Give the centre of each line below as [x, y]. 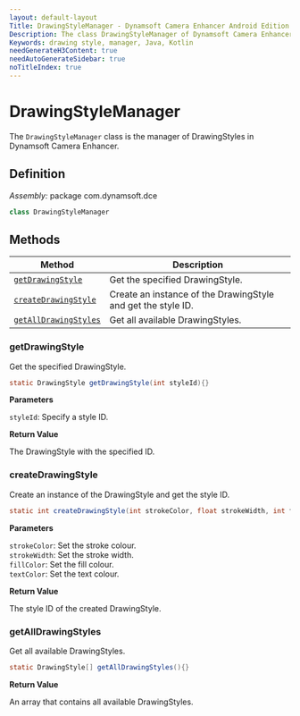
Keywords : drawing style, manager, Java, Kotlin [101, 42]
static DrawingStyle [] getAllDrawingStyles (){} [100, 667]
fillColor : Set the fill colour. [62, 564]
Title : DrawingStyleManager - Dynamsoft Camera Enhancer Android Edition [150, 26]
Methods [35, 239]
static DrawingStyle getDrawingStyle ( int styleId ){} [109, 383]
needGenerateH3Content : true [63, 51]
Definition [37, 174]
